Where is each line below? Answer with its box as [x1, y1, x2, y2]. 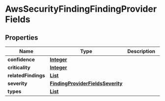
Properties [5, 33, 38, 42]
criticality [7, 64, 30, 71]
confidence [7, 56, 35, 63]
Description [127, 48, 156, 54]
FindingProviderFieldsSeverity [50, 80, 123, 87]
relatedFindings [7, 72, 45, 79]
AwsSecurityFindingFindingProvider [5, 3, 157, 15]
